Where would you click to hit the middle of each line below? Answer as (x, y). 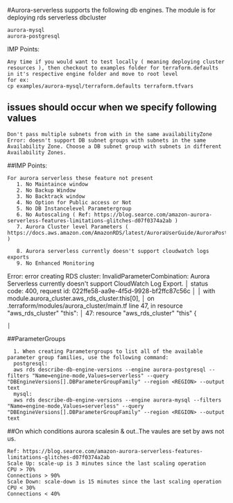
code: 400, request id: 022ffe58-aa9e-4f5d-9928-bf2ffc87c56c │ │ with (111, 290)
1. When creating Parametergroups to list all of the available (108, 351)
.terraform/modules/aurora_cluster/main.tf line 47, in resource (95, 306)
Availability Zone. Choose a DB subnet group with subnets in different (114, 146)
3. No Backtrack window (51, 196)
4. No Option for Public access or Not (74, 202)
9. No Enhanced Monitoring (55, 263)
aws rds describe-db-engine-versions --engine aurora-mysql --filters (118, 400)
